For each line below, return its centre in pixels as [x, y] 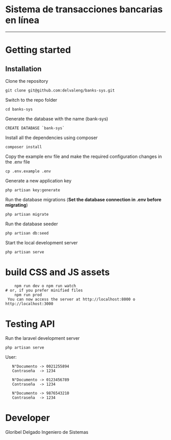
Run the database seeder [32, 224]
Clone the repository [27, 81]
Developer [27, 418]
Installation [23, 69]
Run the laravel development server [42, 338]
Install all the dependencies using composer [52, 137]
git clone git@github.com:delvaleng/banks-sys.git [60, 90]
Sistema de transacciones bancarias [84, 9]
